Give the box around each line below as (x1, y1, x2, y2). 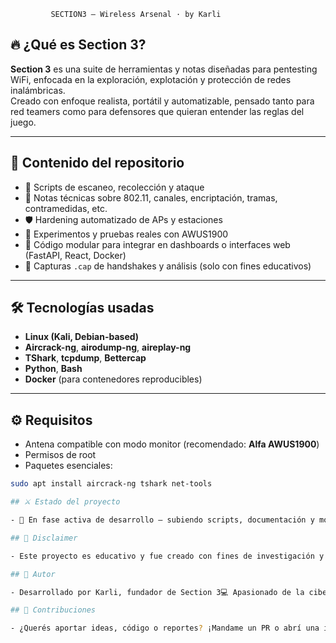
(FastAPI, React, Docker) (24, 249, 127, 261)
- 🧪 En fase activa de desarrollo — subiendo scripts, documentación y (10, 515, 315, 525)
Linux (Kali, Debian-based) (24, 331, 140, 343)
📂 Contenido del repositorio (10, 155, 185, 172)
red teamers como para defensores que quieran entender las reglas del (10, 105, 305, 117)
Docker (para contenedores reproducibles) (24, 373, 203, 385)
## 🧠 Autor (10, 569, 56, 579)
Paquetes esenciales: (24, 460, 113, 472)
